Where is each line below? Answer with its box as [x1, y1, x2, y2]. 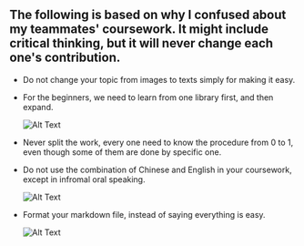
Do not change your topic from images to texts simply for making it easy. [22, 74, 296, 85]
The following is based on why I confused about [9, 7, 287, 23]
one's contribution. [9, 50, 121, 66]
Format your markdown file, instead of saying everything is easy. [22, 209, 266, 220]
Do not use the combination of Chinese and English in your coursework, [22, 164, 293, 175]
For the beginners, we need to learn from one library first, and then [22, 91, 274, 103]
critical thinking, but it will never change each [9, 36, 274, 51]
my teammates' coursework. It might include [9, 22, 269, 37]
